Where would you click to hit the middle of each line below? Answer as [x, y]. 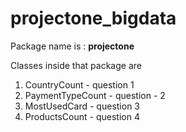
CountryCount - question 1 [79, 84]
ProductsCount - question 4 [82, 116]
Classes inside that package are [76, 65]
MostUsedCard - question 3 [82, 106]
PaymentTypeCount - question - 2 [95, 95]
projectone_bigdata [93, 18]
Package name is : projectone [72, 46]
